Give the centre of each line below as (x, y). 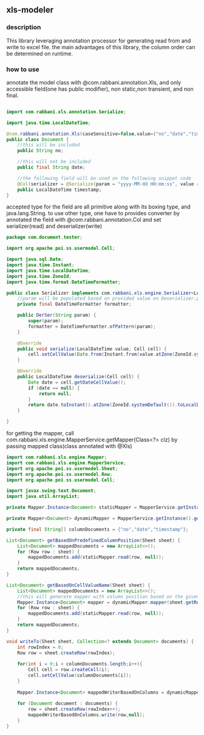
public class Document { (38, 139)
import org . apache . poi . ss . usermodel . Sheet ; (62, 468)
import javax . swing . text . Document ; (51, 491)
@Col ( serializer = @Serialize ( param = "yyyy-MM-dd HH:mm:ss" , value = (108, 184)
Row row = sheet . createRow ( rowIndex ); (66, 653)
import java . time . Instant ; (40, 265)
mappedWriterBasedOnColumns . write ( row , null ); (87, 715)
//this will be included (49, 145)
